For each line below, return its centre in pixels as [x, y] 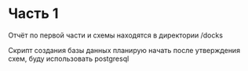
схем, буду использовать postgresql [69, 59]
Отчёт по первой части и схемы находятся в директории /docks [116, 35]
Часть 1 [33, 14]
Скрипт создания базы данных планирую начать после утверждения [124, 50]
